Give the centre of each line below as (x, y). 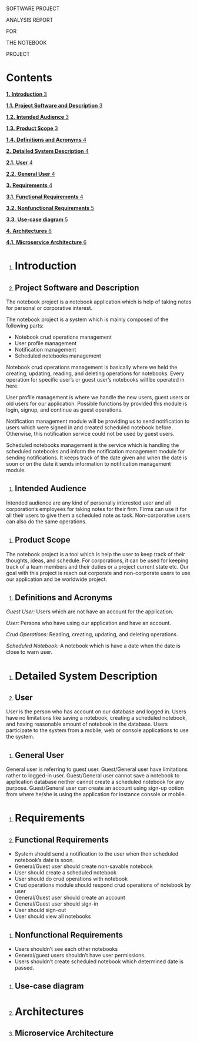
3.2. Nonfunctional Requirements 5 (50, 208)
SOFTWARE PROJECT (33, 9)
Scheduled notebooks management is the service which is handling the (93, 445)
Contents (29, 78)
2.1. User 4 (20, 162)
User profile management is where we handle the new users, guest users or (98, 397)
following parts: (25, 325)
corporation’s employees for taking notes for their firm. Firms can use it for (96, 509)
